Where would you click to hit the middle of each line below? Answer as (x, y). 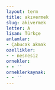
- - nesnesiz (22, 56)
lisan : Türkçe (24, 34)
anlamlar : (18, 39)
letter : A (18, 28)
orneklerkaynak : (26, 72)
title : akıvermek (27, 17)
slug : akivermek (26, 22)
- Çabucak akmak (26, 45)
